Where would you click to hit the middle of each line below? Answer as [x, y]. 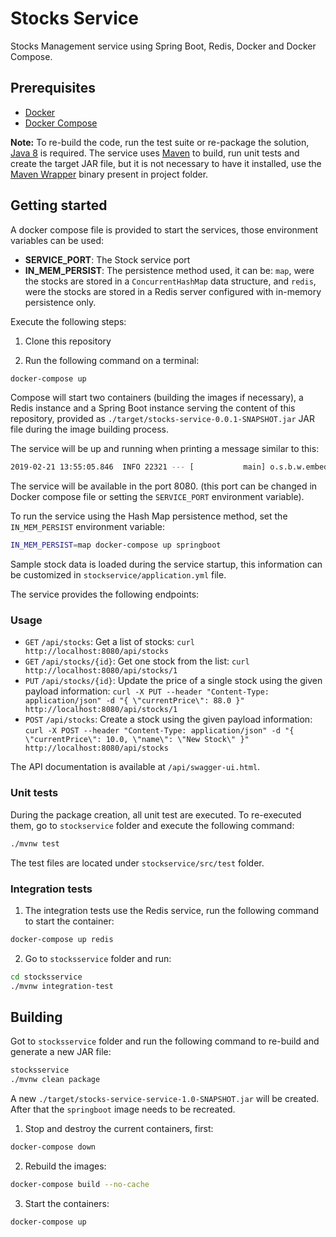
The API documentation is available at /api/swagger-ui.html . [135, 767]
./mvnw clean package [55, 1080]
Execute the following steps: [68, 321]
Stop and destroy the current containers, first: [119, 1129]
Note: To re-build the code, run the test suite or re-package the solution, [160, 142]
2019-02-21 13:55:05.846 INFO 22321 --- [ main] [138, 467]
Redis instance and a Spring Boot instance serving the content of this [153, 408]
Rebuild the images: [65, 1166]
